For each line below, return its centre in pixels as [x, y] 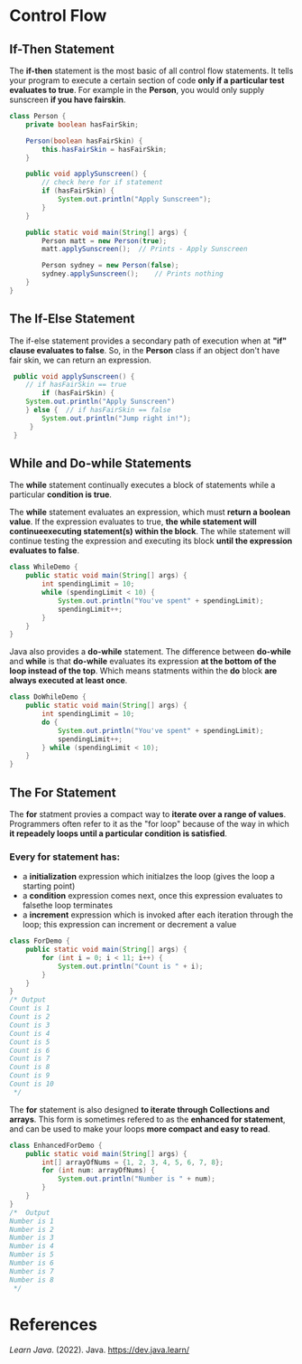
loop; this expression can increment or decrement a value [129, 925]
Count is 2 [30, 1017]
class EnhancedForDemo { [56, 1145]
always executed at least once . [69, 681]
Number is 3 [32, 1238]
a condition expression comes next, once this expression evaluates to [152, 896]
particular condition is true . [61, 494]
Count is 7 [30, 1058]
